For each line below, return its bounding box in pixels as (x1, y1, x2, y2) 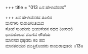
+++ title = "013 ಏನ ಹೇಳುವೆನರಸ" (5, 5, 67, 10)
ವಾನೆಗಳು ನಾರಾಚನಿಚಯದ (5, 20, 44, 26)
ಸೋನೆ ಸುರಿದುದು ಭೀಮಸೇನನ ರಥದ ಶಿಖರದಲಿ (5, 26, 73, 32)
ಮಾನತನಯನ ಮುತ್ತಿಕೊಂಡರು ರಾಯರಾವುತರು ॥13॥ (5, 43, 83, 48)
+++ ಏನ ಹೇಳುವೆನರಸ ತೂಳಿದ (5, 15, 52, 20)
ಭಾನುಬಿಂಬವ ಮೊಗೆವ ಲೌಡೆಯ (5, 31, 51, 37)
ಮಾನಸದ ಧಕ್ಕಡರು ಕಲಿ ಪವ (5, 37, 45, 43)
